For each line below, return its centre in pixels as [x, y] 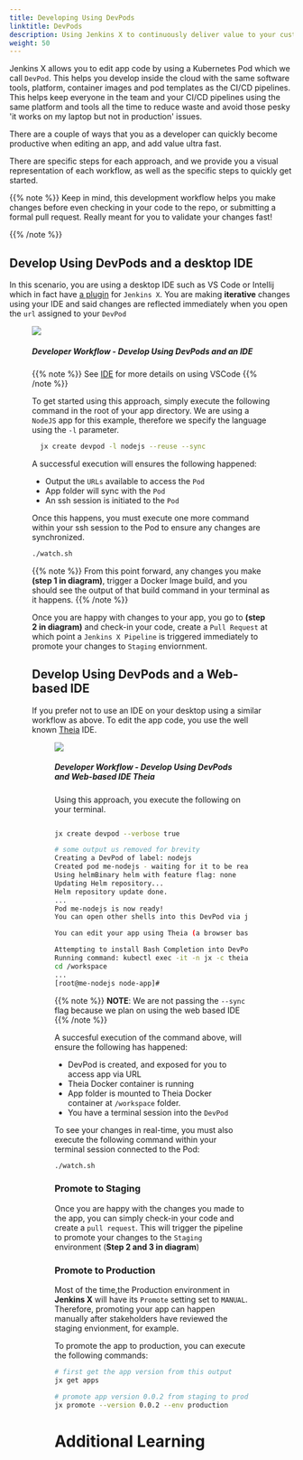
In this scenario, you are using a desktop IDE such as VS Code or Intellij [142, 285]
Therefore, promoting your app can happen [135, 1309]
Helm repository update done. [111, 892]
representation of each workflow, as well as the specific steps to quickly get [151, 171]
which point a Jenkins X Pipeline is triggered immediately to [145, 636]
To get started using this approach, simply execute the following [151, 401]
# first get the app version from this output [143, 1372]
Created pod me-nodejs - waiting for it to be [143, 867]
